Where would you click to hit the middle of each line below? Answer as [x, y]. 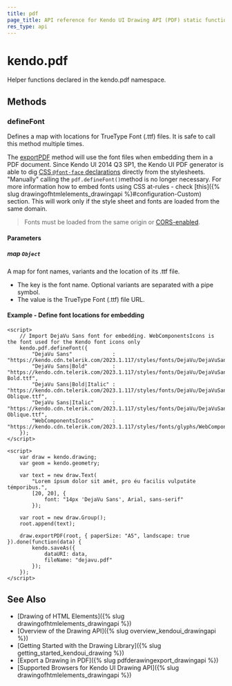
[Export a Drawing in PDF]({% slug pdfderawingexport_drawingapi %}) [118, 660]
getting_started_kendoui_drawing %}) [70, 653]
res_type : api [28, 26]
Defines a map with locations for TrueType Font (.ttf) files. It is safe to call [111, 136]
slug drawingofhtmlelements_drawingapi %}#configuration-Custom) [104, 194]
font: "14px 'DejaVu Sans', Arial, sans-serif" [114, 499]
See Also [27, 599]
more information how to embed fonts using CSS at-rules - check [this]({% [114, 187]
